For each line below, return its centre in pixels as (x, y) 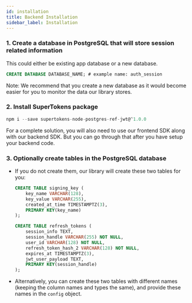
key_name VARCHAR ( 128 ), (55, 193)
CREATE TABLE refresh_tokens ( (53, 226)
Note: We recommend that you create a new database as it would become (96, 85)
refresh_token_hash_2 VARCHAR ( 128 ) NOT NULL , (83, 248)
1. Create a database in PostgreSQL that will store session (90, 43)
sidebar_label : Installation (42, 22)
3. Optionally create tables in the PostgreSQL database (86, 158)
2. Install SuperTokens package (52, 107)
